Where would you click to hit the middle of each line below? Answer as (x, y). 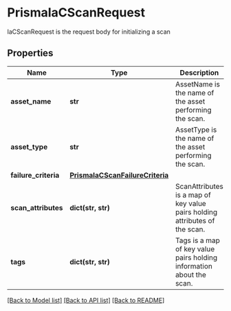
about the (190, 275)
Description (199, 72)
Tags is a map (197, 240)
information (194, 266)
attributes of (195, 220)
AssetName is (197, 84)
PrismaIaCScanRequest (76, 13)
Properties (30, 53)
